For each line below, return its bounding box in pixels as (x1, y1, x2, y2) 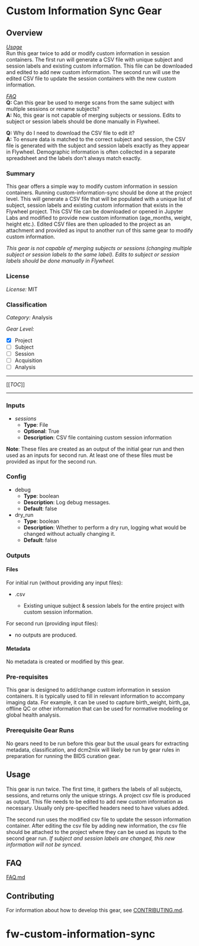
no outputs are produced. (14, 631, 77, 638)
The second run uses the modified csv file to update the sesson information (6, 816, 191, 823)
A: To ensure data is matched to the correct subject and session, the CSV (6, 136, 186, 143)
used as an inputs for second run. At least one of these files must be (6, 452, 173, 459)
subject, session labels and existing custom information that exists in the (6, 202, 183, 209)
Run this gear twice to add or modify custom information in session (6, 50, 170, 57)
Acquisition (14, 357, 43, 364)
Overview (6, 28, 43, 38)
